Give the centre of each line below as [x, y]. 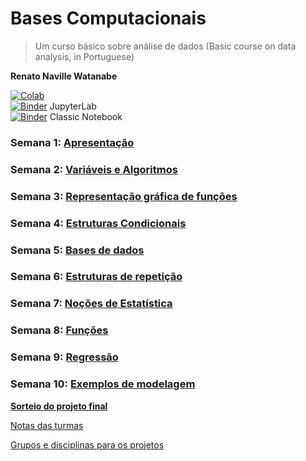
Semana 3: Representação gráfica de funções [124, 196]
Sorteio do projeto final [59, 406]
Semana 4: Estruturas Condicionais [98, 223]
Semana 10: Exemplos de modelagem [103, 384]
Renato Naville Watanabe [64, 76]
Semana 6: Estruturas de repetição [96, 277]
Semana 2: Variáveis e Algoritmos [94, 169]
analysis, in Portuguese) [84, 56]
